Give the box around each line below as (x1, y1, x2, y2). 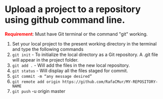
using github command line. (5, 14, 125, 26)
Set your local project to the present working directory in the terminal (12, 40, 157, 46)
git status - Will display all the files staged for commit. (12, 67, 128, 74)
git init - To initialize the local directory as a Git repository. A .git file (12, 52, 158, 58)
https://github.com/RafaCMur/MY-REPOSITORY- (62, 79, 158, 84)
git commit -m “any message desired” (12, 74, 92, 79)
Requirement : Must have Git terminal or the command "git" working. (5, 31, 148, 37)
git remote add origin (12, 79, 60, 84)
